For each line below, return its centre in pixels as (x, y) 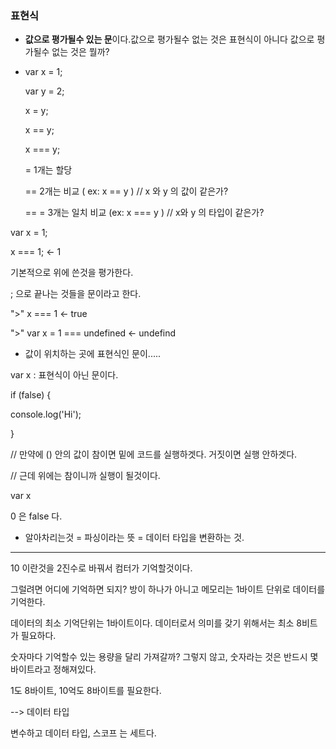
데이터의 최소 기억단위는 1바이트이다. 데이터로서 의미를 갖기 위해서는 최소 (152, 623)
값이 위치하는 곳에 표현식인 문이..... (93, 354)
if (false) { (31, 395)
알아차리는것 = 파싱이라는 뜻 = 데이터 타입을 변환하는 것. (134, 538)
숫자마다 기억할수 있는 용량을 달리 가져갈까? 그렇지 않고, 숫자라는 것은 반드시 (159, 657)
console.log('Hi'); (46, 414)
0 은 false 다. (36, 516)
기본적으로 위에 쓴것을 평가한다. (72, 273)
